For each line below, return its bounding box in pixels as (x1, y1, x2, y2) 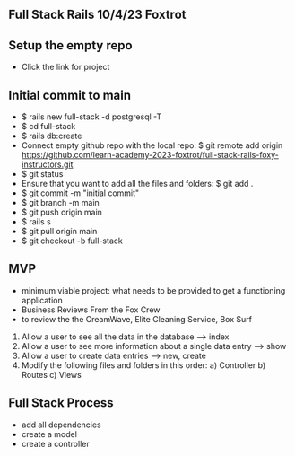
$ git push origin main (21, 206, 102, 218)
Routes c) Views (21, 369, 82, 380)
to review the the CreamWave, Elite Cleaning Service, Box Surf (21, 313, 253, 324)
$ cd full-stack (21, 121, 76, 132)
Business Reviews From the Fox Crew (21, 304, 161, 315)
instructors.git (21, 159, 74, 170)
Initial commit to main (8, 87, 132, 102)
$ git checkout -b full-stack (21, 235, 123, 246)
